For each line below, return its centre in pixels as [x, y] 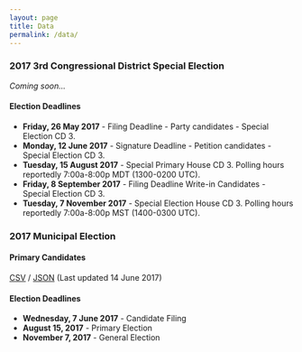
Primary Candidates [48, 257]
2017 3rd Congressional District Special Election [117, 66]
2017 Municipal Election [63, 236]
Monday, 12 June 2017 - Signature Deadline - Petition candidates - [147, 145]
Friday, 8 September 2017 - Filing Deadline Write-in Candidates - [144, 184]
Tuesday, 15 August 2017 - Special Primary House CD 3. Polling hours [153, 164]
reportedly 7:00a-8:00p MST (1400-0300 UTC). [111, 212]
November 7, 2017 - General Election [91, 338]
